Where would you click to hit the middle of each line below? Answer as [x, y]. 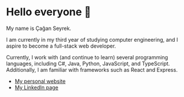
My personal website [40, 81]
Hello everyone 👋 [49, 12]
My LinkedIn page [37, 87]
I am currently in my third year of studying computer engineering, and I [92, 39]
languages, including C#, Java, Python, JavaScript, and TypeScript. [88, 63]
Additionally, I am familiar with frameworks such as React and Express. [92, 69]
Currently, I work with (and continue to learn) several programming [87, 57]
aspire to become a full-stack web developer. [61, 46]
